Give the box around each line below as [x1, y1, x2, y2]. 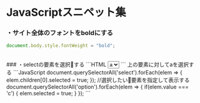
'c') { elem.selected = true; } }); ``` [6, 90, 91, 97]
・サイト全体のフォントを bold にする [6, 28, 114, 37]
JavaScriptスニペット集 [6, 5, 126, 19]
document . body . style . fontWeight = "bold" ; [6, 43, 116, 49]
